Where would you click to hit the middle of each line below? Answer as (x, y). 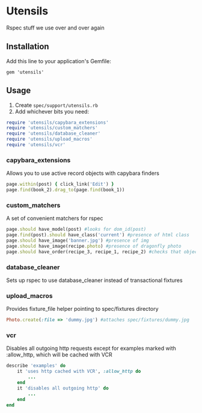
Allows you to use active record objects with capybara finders (83, 173)
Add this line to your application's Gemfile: (59, 61)
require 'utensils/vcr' (36, 145)
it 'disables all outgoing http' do (63, 388)
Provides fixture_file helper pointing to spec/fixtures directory (82, 309)
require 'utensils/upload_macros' (50, 139)
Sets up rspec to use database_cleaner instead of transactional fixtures (94, 280)
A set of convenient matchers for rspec (55, 218)
